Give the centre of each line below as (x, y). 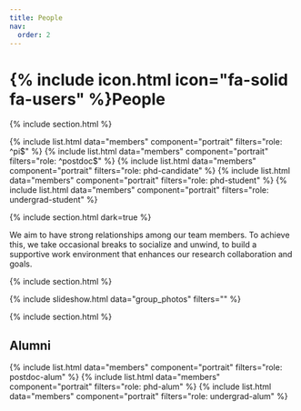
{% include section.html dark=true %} (80, 217)
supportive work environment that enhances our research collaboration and (151, 255)
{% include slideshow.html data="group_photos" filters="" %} (125, 299)
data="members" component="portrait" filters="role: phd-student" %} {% (149, 180)
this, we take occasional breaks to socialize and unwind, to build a (133, 245)
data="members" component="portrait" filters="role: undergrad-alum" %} (149, 396)
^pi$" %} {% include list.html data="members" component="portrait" (139, 152)
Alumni (30, 345)
